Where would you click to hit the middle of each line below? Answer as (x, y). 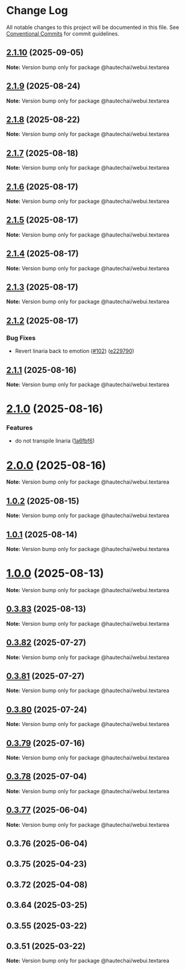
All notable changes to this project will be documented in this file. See (93, 27)
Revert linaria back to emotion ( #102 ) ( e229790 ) (74, 351)
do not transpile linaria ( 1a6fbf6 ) (55, 441)
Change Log (37, 11)
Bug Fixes (21, 337)
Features (20, 428)
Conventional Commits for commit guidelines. (63, 33)
